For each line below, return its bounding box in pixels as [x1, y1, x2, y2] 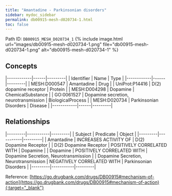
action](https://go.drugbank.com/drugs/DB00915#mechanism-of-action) [5, 179, 160, 185]
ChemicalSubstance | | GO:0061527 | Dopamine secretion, [5, 92, 129, 98]
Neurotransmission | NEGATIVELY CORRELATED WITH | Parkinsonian [5, 158, 152, 164]
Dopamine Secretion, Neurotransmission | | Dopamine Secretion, [5, 152, 142, 159]
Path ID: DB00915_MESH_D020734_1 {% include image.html [5, 36, 123, 42]
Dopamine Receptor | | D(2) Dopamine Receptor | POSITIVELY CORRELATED [5, 142, 167, 148]
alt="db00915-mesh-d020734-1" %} [41, 47, 119, 53]
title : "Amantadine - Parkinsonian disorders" [5, 7, 107, 13]
